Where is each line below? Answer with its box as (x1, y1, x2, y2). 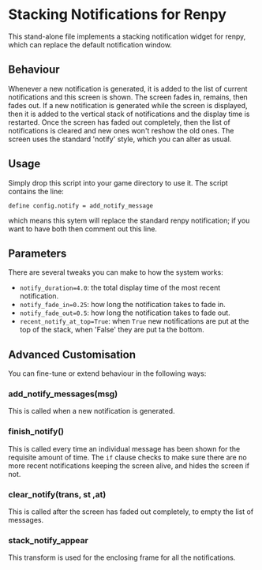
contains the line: (8, 186, 65, 196)
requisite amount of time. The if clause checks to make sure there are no (8, 452, 247, 462)
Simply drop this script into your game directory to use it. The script (8, 178, 229, 187)
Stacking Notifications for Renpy (8, 6, 227, 24)
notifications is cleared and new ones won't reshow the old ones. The (8, 126, 234, 135)
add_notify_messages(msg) (8, 388, 118, 399)
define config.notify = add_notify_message (8, 201, 154, 210)
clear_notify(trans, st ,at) (8, 489, 107, 500)
